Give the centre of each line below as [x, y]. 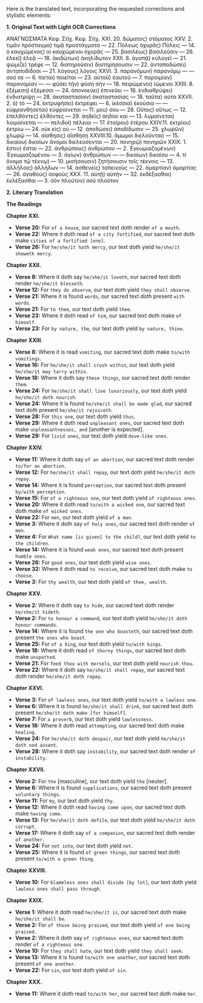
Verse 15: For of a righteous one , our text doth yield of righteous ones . [106, 498]
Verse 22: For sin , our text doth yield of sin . [71, 970]
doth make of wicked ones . [49, 511]
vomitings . [28, 358]
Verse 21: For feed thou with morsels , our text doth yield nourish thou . [104, 663]
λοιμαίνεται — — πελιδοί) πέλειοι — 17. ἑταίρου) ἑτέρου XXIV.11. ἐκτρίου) [99, 123]
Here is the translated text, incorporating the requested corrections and [95, 9]
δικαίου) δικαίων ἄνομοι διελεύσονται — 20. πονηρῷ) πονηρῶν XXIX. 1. [97, 142]
